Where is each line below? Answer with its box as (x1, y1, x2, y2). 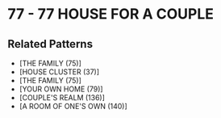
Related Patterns (7, 37, 94, 51)
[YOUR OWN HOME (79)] (19, 84, 103, 94)
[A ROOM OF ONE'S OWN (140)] (19, 102, 128, 111)
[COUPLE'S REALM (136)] (19, 93, 106, 102)
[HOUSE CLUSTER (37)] (19, 67, 100, 77)
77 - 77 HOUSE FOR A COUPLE (7, 5, 215, 23)
